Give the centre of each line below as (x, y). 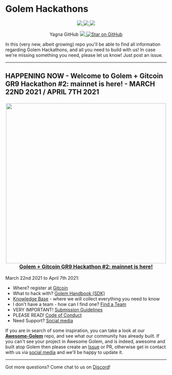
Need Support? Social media (43, 320)
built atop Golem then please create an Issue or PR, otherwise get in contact (86, 347)
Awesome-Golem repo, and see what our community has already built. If (82, 336)
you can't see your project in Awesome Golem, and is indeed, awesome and (85, 341)
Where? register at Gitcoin (40, 288)
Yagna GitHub (64, 34)
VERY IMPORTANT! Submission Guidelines (58, 309)
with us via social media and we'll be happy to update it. (64, 352)
